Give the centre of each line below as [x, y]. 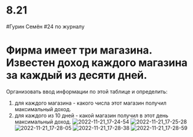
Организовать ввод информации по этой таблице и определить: [87, 91]
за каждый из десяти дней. [77, 76]
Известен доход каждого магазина [97, 63]
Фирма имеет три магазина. [79, 50]
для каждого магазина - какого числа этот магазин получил [90, 103]
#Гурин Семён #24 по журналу [45, 26]
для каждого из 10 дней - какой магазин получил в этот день [91, 115]
